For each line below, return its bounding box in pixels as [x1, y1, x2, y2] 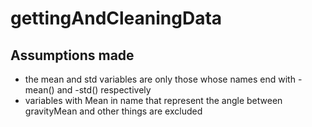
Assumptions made [10, 47, 135, 64]
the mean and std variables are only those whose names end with [24, 73, 296, 85]
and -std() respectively [56, 84, 152, 96]
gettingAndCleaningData [10, 7, 223, 30]
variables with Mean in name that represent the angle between [24, 95, 283, 106]
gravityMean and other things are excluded [24, 105, 203, 117]
